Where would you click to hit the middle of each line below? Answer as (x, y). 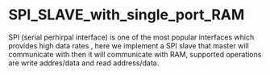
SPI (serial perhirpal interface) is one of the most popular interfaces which (131, 37)
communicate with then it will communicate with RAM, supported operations (135, 54)
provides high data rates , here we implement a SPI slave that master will (129, 45)
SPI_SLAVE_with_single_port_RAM (127, 15)
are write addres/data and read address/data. (84, 63)
